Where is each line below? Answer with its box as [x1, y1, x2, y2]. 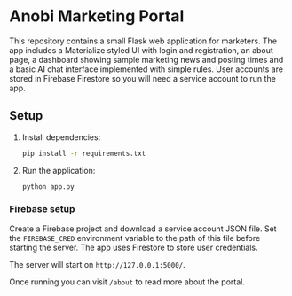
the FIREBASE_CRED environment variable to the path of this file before [9, 232, 261, 243]
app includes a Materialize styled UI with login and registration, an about [9, 44, 273, 55]
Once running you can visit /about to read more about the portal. [9, 277, 246, 287]
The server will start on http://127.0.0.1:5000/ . [9, 259, 186, 269]
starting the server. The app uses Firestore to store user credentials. [9, 242, 259, 253]
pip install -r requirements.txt [21, 149, 146, 158]
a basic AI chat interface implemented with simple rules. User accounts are [9, 64, 284, 74]
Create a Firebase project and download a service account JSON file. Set [9, 223, 277, 234]
